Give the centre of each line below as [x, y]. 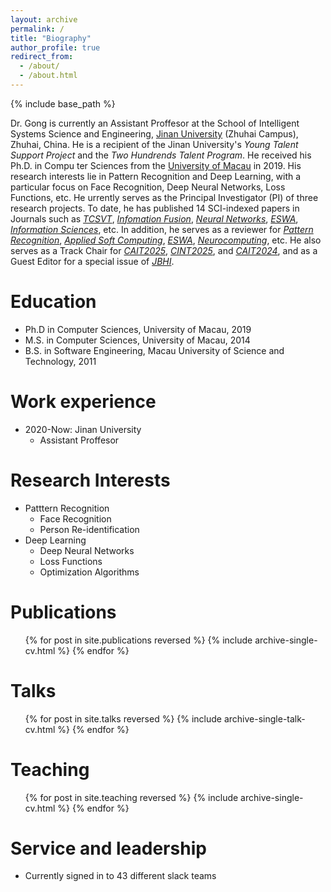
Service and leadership [108, 848]
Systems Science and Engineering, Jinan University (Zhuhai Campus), [154, 133]
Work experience [83, 402]
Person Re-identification [89, 529]
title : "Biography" [51, 38]
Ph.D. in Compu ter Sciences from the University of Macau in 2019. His [156, 165]
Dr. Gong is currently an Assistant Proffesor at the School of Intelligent [155, 123]
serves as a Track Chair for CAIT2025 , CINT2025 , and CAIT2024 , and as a [164, 250]
